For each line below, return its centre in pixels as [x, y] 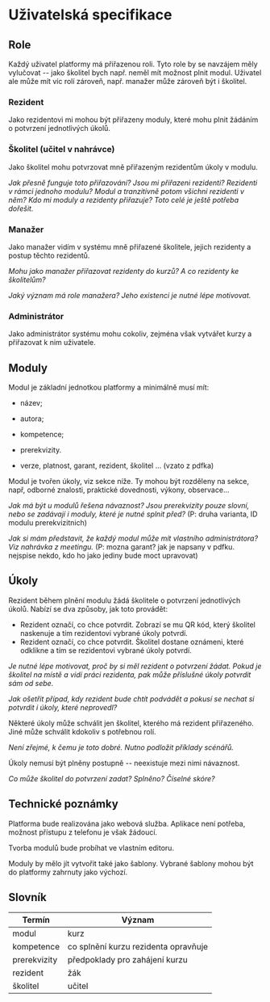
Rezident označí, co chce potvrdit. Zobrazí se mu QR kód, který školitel [137, 625]
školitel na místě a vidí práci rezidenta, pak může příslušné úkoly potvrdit [130, 674]
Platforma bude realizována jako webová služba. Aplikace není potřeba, [127, 823]
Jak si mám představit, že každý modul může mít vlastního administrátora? [133, 538]
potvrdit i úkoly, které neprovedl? [63, 707]
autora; [32, 419]
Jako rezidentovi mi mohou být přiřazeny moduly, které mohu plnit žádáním [133, 120]
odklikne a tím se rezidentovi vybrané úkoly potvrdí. [106, 650]
